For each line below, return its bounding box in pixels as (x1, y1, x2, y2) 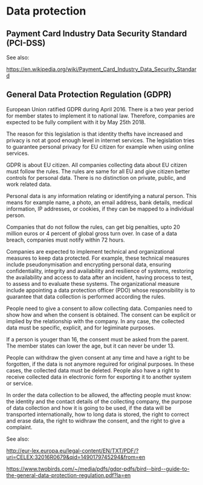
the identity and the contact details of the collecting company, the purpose (6, 398, 192, 405)
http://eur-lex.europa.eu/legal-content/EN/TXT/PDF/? (6, 447, 139, 454)
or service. (6, 380, 33, 387)
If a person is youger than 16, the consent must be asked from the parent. (6, 335, 189, 343)
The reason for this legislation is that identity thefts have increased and (6, 130, 183, 137)
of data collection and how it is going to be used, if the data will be (6, 404, 172, 411)
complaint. (6, 423, 33, 431)
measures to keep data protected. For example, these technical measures (6, 254, 190, 262)
